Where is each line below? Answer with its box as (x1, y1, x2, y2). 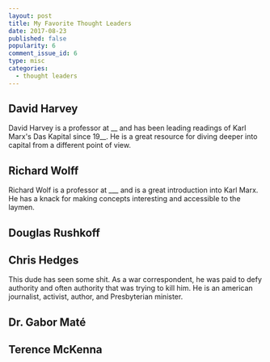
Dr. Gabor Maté (8, 315, 86, 329)
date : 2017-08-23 (8, 27, 67, 35)
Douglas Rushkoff (8, 225, 101, 239)
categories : (8, 65, 49, 73)
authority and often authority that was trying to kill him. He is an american (8, 284, 253, 293)
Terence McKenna (8, 343, 103, 356)
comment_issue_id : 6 (8, 49, 78, 57)
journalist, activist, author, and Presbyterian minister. (8, 292, 184, 301)
